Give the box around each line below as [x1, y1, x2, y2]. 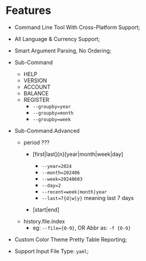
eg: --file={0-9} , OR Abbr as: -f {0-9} [32, 224, 131, 231]
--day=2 [41, 182, 61, 188]
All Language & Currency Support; [14, 35, 101, 42]
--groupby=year [32, 103, 71, 109]
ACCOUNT [23, 83, 51, 91]
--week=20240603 [41, 176, 83, 182]
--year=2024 [41, 163, 72, 169]
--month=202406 [41, 170, 80, 176]
